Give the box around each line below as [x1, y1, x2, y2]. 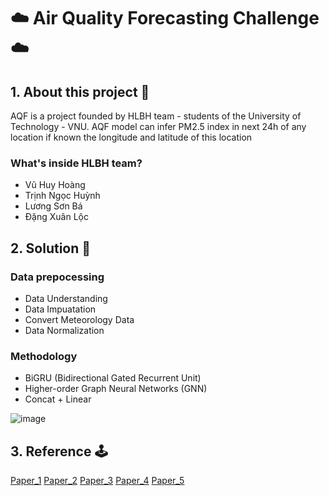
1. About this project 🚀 [10, 83, 150, 100]
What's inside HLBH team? [10, 156, 143, 170]
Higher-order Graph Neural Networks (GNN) [24, 383, 208, 395]
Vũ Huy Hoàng [24, 179, 86, 191]
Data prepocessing [10, 270, 105, 284]
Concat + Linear [24, 393, 92, 405]
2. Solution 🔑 [10, 240, 92, 257]
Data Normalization [24, 324, 105, 336]
